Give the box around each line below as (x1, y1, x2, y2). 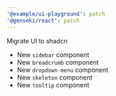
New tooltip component (16, 80, 90, 89)
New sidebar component (16, 50, 90, 59)
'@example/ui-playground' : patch (6, 10, 105, 18)
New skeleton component (16, 73, 93, 82)
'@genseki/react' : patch (6, 17, 80, 24)
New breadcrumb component (16, 58, 100, 66)
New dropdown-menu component (16, 65, 109, 74)
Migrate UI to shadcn (6, 36, 68, 45)
